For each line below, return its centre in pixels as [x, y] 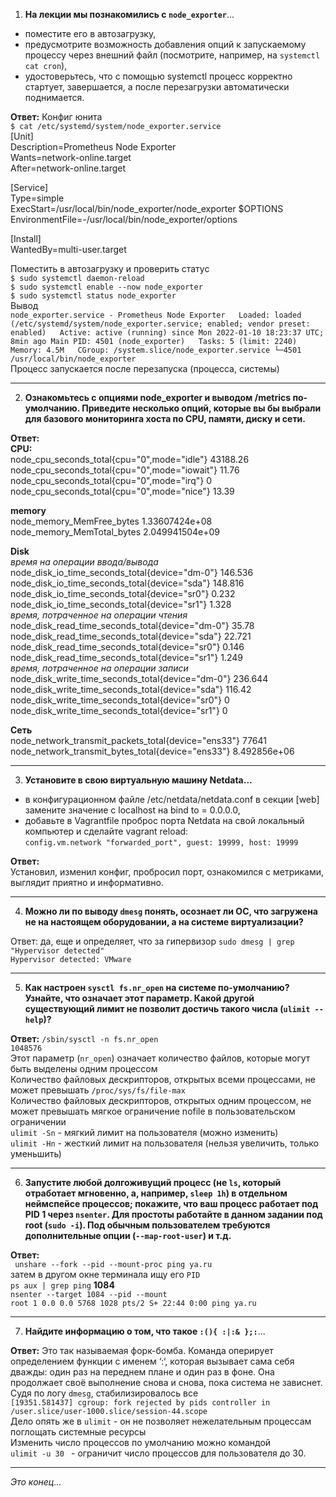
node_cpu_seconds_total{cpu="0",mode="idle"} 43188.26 [130, 459]
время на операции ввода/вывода [84, 562]
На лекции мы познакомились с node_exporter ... [129, 14]
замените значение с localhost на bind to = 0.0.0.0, [132, 810]
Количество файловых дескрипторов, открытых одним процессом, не [161, 1100]
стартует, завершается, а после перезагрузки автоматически [157, 87]
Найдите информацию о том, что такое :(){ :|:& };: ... [145, 1331]
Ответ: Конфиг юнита [56, 117]
